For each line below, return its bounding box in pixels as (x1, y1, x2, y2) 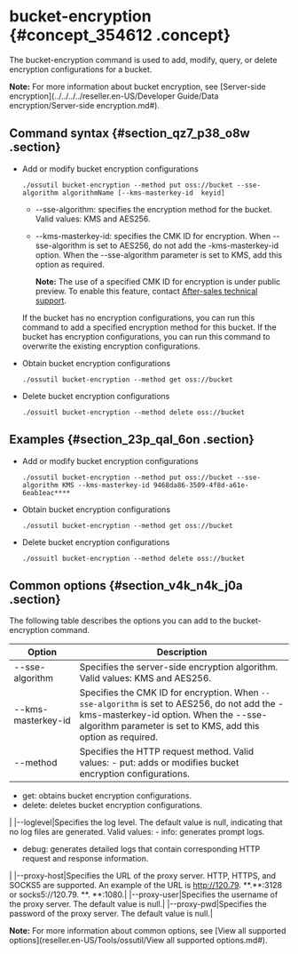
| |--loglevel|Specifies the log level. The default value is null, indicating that (9, 817, 283, 828)
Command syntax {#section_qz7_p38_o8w (9, 126, 250, 141)
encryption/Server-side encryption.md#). (9, 100, 160, 110)
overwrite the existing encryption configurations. (21, 341, 201, 351)
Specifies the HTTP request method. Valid (79, 745, 255, 758)
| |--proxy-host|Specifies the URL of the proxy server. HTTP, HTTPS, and (9, 870, 277, 881)
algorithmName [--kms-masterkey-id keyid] (61, 188, 225, 197)
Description (156, 646, 208, 659)
